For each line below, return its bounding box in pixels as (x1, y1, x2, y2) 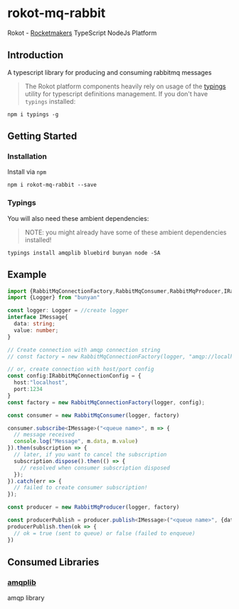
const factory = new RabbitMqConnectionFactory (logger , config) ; (7, 399, 205, 406)
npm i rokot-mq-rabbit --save (7, 182, 97, 189)
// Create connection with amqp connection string (7, 346, 161, 353)
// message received (14, 431, 75, 439)
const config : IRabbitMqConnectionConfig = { (7, 373, 142, 380)
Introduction (7, 49, 64, 61)
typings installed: (24, 97, 76, 105)
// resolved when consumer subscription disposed (20, 464, 171, 472)
